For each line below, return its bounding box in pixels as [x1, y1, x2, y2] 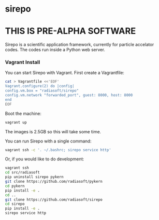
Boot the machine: [5, 110, 42, 116]
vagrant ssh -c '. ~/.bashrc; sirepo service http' [5, 147, 111, 152]
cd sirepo [5, 202, 25, 206]
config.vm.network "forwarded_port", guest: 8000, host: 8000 [5, 93, 133, 98]
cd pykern [5, 183, 25, 189]
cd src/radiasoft [5, 170, 40, 175]
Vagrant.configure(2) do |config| [5, 84, 75, 89]
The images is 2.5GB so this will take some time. [5, 128, 101, 134]
